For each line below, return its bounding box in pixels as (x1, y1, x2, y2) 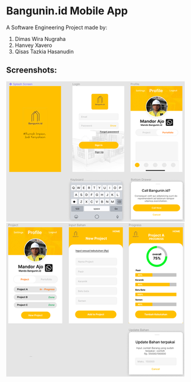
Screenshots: (6, 65, 58, 75)
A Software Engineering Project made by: (6, 24, 108, 31)
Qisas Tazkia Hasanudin (14, 48, 74, 55)
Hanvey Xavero (14, 42, 52, 49)
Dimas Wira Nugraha (14, 35, 66, 42)
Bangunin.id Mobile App (6, 4, 128, 18)
